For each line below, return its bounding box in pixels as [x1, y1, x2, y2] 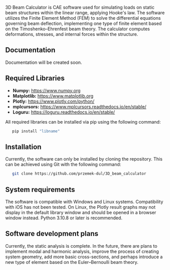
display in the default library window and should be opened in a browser [5, 210, 156, 215]
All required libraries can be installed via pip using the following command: [5, 119, 161, 125]
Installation [5, 142, 42, 151]
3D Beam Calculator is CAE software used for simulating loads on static [5, 5, 155, 10]
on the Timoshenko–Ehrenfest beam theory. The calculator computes [5, 26, 150, 32]
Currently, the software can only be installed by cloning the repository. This [5, 156, 163, 162]
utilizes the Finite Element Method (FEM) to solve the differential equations [5, 15, 161, 21]
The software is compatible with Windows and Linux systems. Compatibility [5, 199, 163, 205]
